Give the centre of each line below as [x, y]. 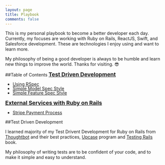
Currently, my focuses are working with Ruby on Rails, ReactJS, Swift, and [81, 38]
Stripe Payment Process [37, 112]
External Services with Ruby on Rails [54, 103]
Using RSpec [26, 84]
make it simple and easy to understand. [46, 157]
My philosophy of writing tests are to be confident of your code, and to [78, 152]
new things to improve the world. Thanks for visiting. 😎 [62, 64]
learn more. [17, 49]
